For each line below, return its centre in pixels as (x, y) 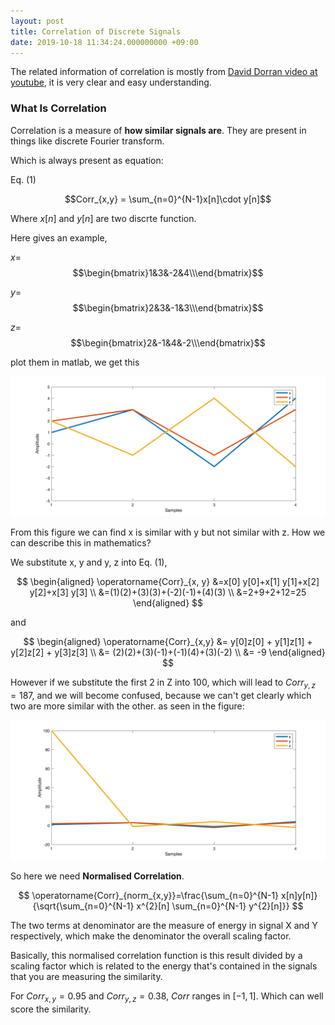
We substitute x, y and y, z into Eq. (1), (89, 562)
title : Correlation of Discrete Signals (96, 31)
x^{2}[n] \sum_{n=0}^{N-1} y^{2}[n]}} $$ (220, 906)
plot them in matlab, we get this (75, 362)
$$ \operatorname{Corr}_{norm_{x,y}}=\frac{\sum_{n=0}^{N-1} (149, 896)
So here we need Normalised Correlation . (97, 876)
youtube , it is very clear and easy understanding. (111, 82)
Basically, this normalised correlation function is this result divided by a (156, 956)
